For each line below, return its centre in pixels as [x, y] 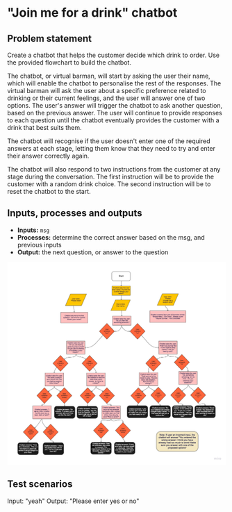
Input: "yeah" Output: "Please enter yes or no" [73, 501]
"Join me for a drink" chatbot [92, 13]
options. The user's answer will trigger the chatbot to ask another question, [115, 105]
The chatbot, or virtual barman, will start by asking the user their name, [109, 76]
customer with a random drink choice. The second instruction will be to [109, 184]
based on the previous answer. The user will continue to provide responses [115, 113]
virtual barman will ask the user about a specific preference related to [107, 91]
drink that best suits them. [44, 127]
